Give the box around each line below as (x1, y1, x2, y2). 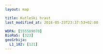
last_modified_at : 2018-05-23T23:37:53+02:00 (5, 20, 98, 25)
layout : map (5, 7, 29, 12)
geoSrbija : (5, 38, 27, 43)
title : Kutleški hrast (5, 15, 51, 21)
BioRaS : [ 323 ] (5, 33, 34, 38)
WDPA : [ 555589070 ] (5, 29, 42, 33)
